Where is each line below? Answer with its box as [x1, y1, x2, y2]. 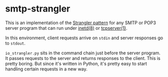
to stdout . [5, 40, 26, 46]
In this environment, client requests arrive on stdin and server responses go [5, 35, 163, 41]
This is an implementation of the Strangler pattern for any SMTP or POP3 [5, 20, 156, 26]
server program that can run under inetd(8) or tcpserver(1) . [5, 25, 127, 31]
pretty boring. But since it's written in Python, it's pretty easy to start [5, 60, 147, 66]
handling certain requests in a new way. [5, 66, 88, 72]
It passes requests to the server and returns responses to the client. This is [5, 55, 161, 61]
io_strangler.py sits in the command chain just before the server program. [5, 50, 161, 56]
